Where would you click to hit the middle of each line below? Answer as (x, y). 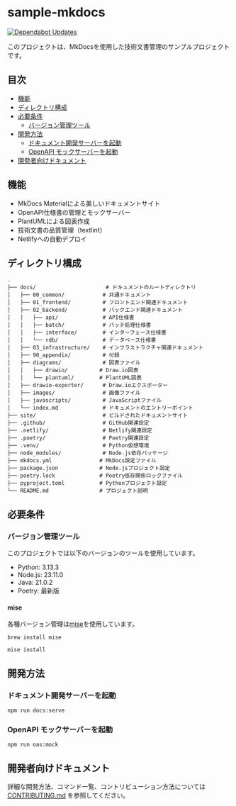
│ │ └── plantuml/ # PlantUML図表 (74, 378)
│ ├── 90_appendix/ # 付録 (63, 355)
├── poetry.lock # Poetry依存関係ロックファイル (95, 476)
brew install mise (34, 638)
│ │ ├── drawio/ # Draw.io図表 (73, 370)
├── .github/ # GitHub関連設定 (78, 423)
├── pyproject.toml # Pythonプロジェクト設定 (87, 483)
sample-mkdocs (56, 12)
